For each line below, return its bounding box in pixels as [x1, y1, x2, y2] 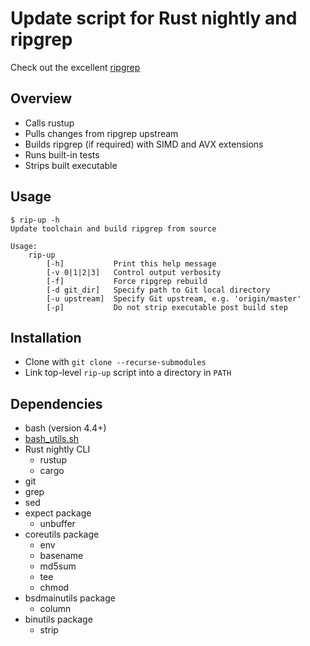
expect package [24, 507, 92, 519]
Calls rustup [24, 117, 75, 129]
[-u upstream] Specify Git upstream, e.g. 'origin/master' [46, 293, 302, 304]
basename [39, 550, 84, 562]
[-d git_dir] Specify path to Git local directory [46, 285, 271, 295]
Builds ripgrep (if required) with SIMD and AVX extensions [24, 138, 264, 150]
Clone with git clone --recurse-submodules [24, 356, 207, 368]
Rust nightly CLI [24, 443, 91, 456]
